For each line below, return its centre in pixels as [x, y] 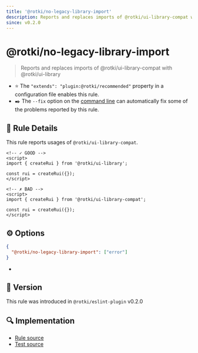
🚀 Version [24, 287]
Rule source [29, 338]
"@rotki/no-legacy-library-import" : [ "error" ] [70, 252]
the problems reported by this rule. [57, 110]
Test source [29, 344]
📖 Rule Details [32, 128]
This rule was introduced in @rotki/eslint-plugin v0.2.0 [75, 302]
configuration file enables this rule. [57, 94]
